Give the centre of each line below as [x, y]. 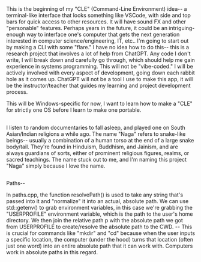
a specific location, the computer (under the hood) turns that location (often [100, 240]
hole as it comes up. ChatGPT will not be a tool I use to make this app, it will [100, 79]
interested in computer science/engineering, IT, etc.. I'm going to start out [97, 41]
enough [16, 35]
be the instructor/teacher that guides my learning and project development [98, 86]
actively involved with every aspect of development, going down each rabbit [100, 73]
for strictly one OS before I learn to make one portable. [74, 110]
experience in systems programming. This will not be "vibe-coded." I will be [100, 67]
